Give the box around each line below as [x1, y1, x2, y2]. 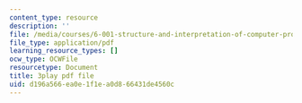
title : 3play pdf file [9, 72, 94, 81]
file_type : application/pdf [9, 38, 115, 47]
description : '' [9, 21, 70, 30]
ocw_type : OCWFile [9, 55, 78, 64]
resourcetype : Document [9, 64, 99, 73]
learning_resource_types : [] [9, 47, 119, 56]
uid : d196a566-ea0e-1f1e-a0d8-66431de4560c [9, 80, 175, 89]
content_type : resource [9, 13, 99, 22]
